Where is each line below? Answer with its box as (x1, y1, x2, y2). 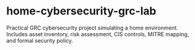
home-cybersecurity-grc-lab (6, 4, 157, 18)
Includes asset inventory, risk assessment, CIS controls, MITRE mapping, (6, 30, 190, 37)
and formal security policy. (6, 37, 73, 44)
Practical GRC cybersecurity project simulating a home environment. (6, 24, 179, 31)
